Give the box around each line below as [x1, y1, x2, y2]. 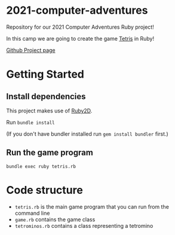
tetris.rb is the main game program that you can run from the [14, 203, 169, 210]
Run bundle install [6, 118, 55, 126]
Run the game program [6, 148, 94, 158]
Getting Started [6, 68, 85, 81]
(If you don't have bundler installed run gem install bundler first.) [6, 130, 168, 138]
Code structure [6, 183, 84, 197]
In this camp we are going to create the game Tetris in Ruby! [6, 35, 154, 42]
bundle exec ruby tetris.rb [6, 163, 76, 169]
